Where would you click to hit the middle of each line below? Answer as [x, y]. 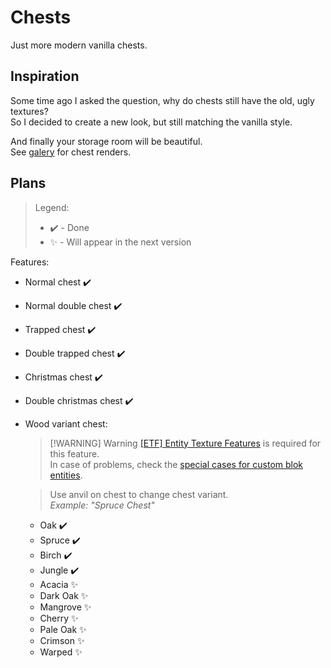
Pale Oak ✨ [63, 629]
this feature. [74, 453]
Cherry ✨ [59, 618]
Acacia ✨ [58, 584]
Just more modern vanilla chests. [79, 45]
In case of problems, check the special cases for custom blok [176, 464]
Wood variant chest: [66, 423]
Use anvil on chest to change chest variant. [139, 494]
